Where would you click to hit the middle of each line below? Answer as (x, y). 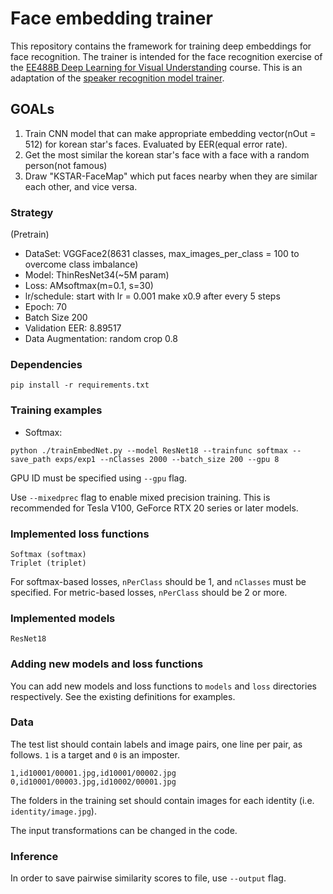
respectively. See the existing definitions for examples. (123, 696)
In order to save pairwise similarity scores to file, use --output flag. (148, 878)
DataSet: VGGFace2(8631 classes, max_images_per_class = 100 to (162, 254)
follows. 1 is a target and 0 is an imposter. (95, 754)
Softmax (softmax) (48, 554)
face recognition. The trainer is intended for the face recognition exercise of (166, 56)
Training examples (56, 410)
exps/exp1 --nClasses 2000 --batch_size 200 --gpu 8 (167, 459)
